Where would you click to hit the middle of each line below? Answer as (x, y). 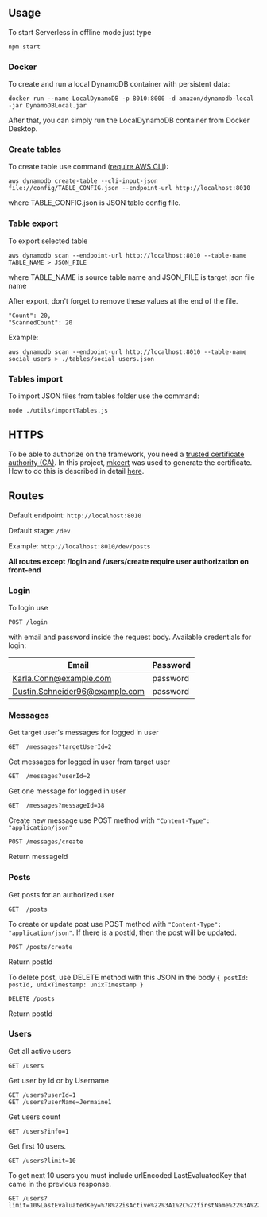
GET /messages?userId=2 (49, 777)
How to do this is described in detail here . (76, 471)
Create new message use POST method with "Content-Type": (109, 820)
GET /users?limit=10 (43, 1161)
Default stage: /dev (39, 530)
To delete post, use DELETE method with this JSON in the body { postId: (128, 977)
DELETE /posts (32, 998)
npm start (25, 47)
